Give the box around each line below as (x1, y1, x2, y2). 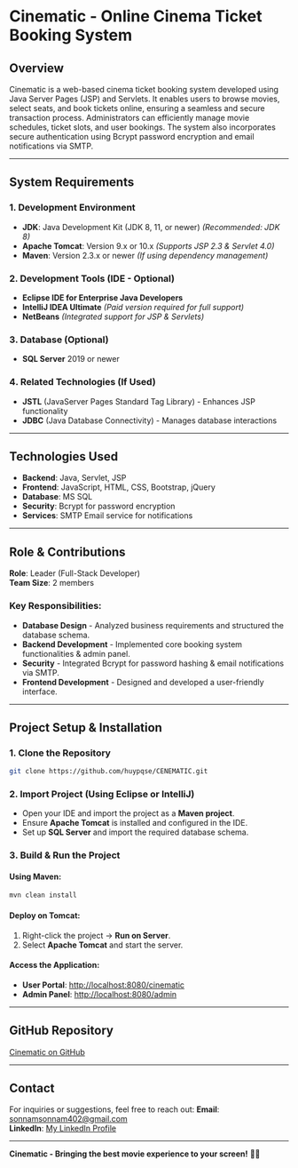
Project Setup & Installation (9, 720, 162, 735)
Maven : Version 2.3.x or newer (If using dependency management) (21, 250, 269, 260)
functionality (21, 405, 68, 416)
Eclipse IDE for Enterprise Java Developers (21, 292, 184, 303)
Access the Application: (9, 960, 100, 971)
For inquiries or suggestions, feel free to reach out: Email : (9, 1104, 220, 1115)
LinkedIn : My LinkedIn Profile (9, 1123, 117, 1134)
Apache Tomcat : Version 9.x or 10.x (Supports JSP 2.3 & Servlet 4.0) (21, 240, 275, 251)
